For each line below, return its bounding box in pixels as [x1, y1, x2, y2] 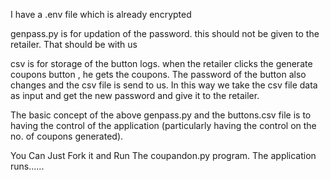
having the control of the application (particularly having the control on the [10, 120, 317, 131]
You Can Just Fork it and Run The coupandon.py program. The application [10, 150, 317, 161]
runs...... [10, 160, 45, 172]
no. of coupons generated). [10, 130, 124, 142]
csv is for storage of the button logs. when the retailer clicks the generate [10, 58, 313, 69]
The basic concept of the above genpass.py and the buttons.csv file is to [10, 109, 312, 121]
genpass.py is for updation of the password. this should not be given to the [10, 28, 320, 39]
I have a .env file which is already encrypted [10, 9, 192, 20]
